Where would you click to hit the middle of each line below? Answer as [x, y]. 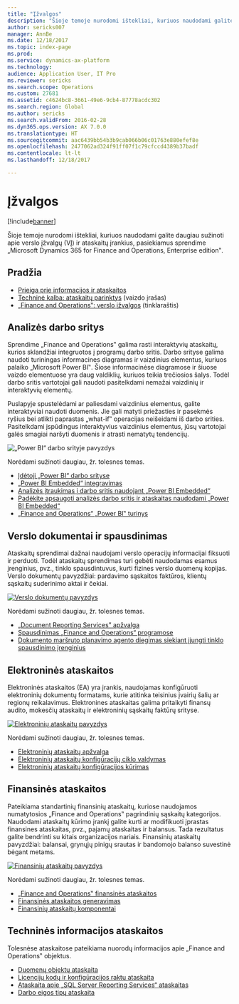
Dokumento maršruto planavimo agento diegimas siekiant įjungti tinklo [121, 640]
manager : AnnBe [30, 34]
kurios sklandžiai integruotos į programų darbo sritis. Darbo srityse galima [116, 352]
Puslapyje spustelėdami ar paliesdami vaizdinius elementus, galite [104, 404]
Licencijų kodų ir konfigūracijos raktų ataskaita [86, 977]
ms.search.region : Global [46, 107]
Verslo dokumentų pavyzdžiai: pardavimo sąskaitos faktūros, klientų [107, 576]
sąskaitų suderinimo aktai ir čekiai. [58, 584]
